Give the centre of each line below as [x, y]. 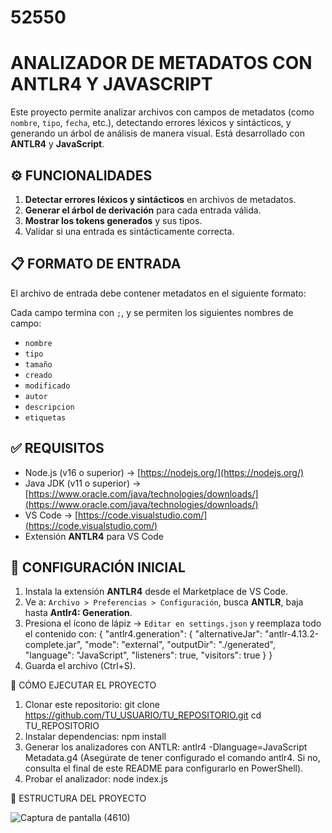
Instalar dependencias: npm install [95, 737]
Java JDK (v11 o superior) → [83, 483]
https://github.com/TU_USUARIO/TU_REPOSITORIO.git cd [143, 715]
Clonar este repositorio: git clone [92, 705]
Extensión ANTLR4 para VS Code [94, 536]
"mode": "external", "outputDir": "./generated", [180, 645]
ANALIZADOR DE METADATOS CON [161, 63]
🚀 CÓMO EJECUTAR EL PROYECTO [83, 685]
